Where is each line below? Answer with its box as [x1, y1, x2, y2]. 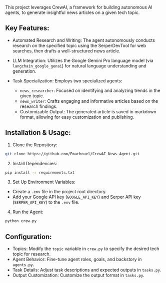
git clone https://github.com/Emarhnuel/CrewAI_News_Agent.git [5, 151, 140, 156]
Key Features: [5, 24, 49, 32]
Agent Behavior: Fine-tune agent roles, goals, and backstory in [12, 257, 142, 263]
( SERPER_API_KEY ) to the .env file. [12, 199, 79, 205]
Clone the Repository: [12, 142, 57, 148]
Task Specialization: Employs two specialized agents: [12, 77, 122, 84]
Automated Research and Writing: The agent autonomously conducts [12, 37, 155, 43]
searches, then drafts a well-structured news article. [12, 47, 120, 54]
